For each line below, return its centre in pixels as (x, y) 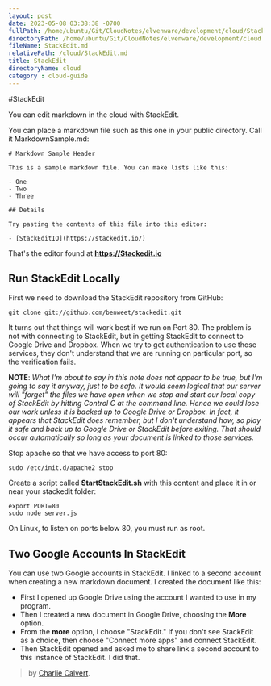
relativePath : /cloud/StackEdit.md (68, 53)
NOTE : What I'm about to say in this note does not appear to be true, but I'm (135, 378)
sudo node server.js (43, 513)
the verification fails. (42, 362)
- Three (21, 196)
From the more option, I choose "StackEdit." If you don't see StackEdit (137, 632)
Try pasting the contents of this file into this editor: (108, 224)
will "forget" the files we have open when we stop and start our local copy (132, 395)
